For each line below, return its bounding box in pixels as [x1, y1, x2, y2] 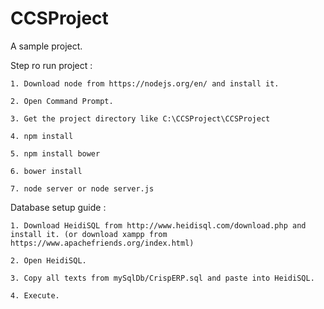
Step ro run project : [10, 59, 93, 71]
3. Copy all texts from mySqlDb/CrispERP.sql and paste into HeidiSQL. [10, 273, 315, 283]
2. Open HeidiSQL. [10, 255, 87, 266]
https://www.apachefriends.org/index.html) [10, 238, 195, 248]
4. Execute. [10, 290, 60, 301]
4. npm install [10, 131, 74, 141]
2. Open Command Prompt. [10, 96, 114, 106]
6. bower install [10, 166, 83, 176]
